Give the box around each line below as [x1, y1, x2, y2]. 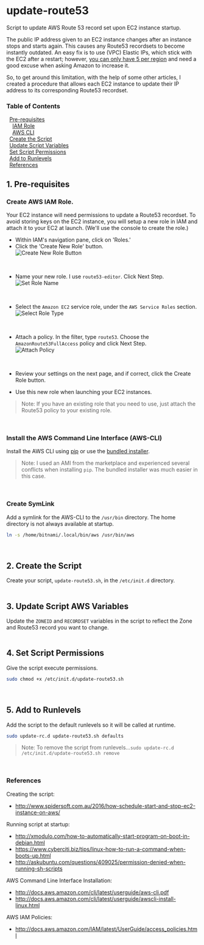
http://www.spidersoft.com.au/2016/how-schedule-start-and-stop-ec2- [15, 802, 196, 809]
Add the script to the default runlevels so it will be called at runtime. [6, 721, 176, 728]
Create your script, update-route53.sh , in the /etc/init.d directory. [6, 577, 175, 584]
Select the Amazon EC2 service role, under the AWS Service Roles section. [15, 303, 197, 310]
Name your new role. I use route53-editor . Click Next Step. [15, 273, 164, 280]
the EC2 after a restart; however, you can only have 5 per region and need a [6, 55, 197, 62]
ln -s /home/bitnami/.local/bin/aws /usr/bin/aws [6, 532, 135, 538]
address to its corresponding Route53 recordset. [6, 86, 128, 94]
